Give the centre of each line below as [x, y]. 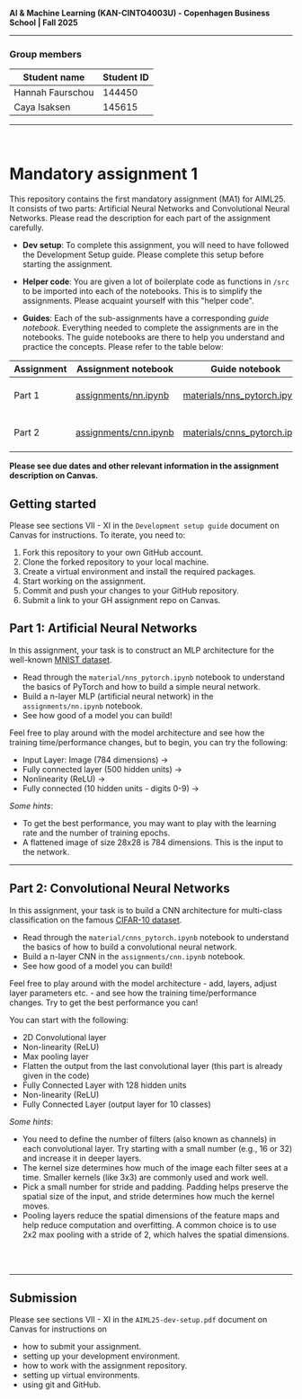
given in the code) [56, 1075]
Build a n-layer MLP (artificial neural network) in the [118, 696]
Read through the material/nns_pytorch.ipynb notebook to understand [154, 677]
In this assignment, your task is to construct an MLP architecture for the [142, 650]
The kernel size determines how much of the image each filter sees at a [155, 1167]
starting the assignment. [67, 264]
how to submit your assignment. [82, 1347]
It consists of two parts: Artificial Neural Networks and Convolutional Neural [150, 209]
